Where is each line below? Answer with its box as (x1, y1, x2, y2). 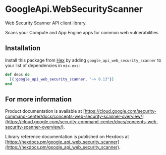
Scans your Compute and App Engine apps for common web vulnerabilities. (5, 29, 160, 35)
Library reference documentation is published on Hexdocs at (5, 134, 129, 140)
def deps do (5, 72, 30, 77)
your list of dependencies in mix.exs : (5, 62, 80, 68)
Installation (5, 44, 41, 53)
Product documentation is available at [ (5, 108, 85, 114)
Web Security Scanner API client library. (5, 20, 87, 26)
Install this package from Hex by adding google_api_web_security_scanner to (5, 57, 162, 63)
